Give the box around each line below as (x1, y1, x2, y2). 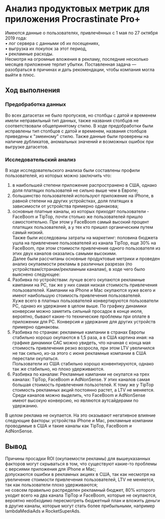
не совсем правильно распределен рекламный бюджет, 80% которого (5, 487, 156, 493)
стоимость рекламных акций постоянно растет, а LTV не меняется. (12, 387, 155, 393)
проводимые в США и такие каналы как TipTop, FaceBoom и (5, 423, 132, 429)
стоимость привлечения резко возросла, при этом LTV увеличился (12, 345, 155, 351)
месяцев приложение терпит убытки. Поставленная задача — (5, 61, 136, 67)
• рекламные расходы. (5, 50, 54, 57)
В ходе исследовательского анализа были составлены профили (5, 167, 140, 173)
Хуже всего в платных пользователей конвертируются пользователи (12, 298, 159, 303)
